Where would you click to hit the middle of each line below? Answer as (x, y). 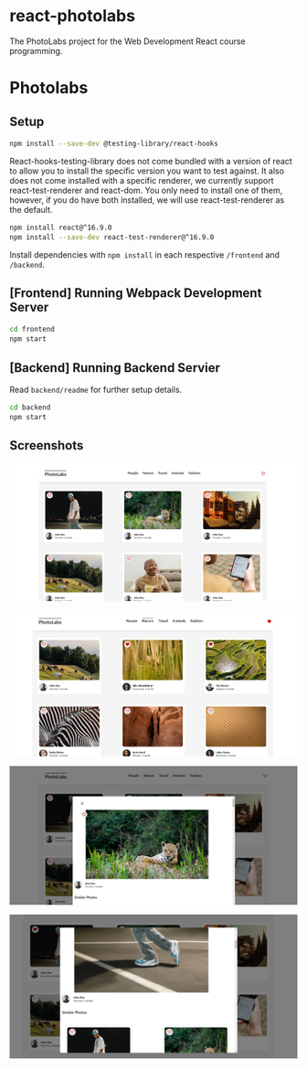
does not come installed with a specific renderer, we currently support (142, 180)
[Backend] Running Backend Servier (115, 368)
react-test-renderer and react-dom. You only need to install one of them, (146, 190)
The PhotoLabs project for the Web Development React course (127, 41)
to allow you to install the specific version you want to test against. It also (147, 171)
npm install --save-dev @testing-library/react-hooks (114, 143)
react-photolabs (72, 16)
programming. (36, 50)
